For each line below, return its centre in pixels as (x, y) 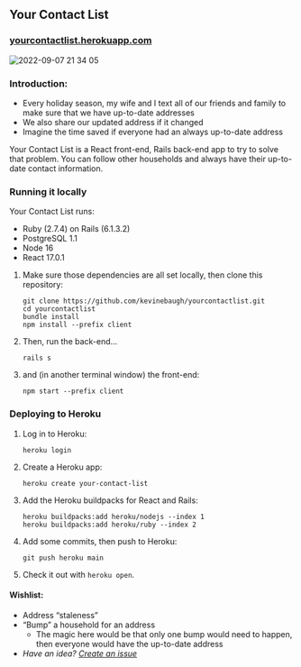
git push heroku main (63, 558)
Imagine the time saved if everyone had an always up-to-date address (153, 132)
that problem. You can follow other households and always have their (137, 159)
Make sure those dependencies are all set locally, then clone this (142, 275)
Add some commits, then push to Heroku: (100, 541)
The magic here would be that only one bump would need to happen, (164, 634)
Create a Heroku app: (62, 467)
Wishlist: (27, 595)
